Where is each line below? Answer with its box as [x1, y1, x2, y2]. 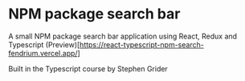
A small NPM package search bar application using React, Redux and [8, 31, 238, 41]
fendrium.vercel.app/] [8, 48, 80, 58]
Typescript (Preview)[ [8, 39, 80, 49]
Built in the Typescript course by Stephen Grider [8, 63, 169, 73]
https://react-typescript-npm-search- [79, 39, 205, 49]
